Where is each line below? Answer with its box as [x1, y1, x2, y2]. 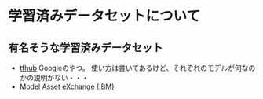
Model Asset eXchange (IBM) [19, 82, 115, 91]
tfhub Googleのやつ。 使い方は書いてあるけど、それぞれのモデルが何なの [19, 64, 256, 72]
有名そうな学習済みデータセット [8, 41, 163, 54]
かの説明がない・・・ [19, 73, 89, 82]
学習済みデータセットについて [8, 7, 201, 25]
